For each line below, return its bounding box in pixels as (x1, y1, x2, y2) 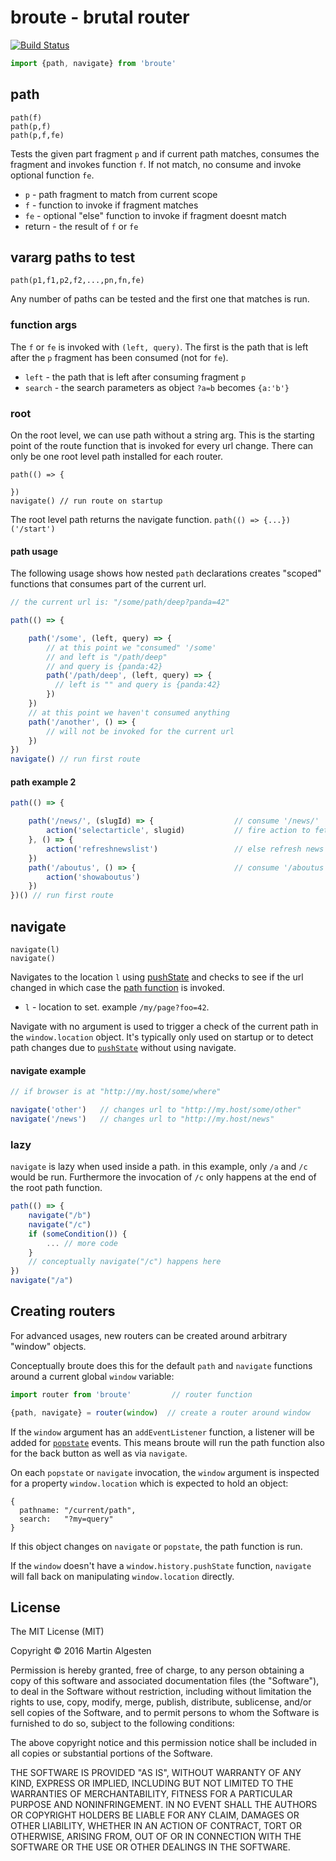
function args (10, 318, 78, 332)
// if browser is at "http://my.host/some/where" (10, 1087, 222, 1097)
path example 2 (10, 776, 77, 788)
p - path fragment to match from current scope (24, 188, 218, 200)
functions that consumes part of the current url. (10, 578, 207, 590)
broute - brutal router (10, 6, 190, 29)
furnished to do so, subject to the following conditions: (10, 1717, 235, 1730)
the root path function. (10, 1182, 103, 1194)
